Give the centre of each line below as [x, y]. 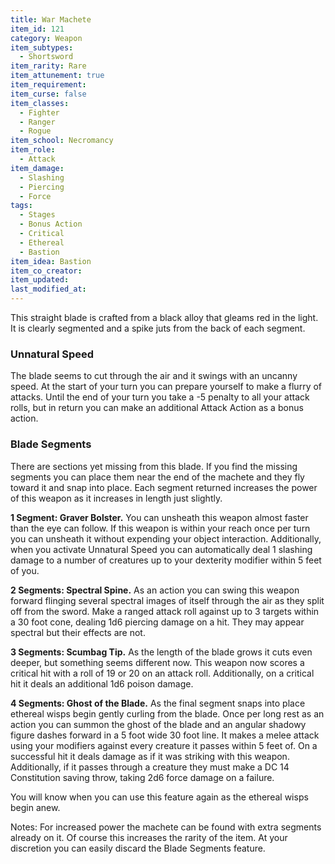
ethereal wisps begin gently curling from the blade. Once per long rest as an [167, 713]
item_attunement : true [57, 76]
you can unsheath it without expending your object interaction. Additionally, [166, 538]
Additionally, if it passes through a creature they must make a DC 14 [150, 767]
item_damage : [37, 168]
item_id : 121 [37, 29]
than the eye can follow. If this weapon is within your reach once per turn [160, 528]
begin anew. [35, 807]
